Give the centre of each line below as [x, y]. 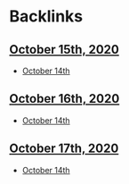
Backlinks [46, 17]
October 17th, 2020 [64, 149]
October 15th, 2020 [64, 50]
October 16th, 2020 [64, 99]
